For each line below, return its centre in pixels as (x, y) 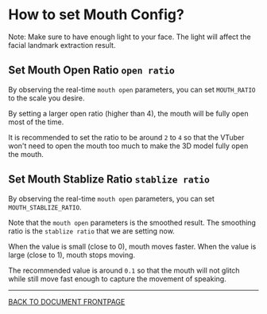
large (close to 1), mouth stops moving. (72, 255)
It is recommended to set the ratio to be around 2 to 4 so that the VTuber (126, 137)
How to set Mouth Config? (96, 15)
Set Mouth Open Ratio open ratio (91, 71)
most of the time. (36, 122)
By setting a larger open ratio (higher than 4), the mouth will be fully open (128, 113)
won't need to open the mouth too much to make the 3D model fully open (128, 146)
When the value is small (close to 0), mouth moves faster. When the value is (132, 246)
